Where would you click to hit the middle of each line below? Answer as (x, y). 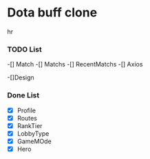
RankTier (30, 125)
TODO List (25, 49)
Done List (23, 95)
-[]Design (21, 77)
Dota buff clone (52, 13)
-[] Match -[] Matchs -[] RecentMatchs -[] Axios (75, 64)
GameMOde (34, 141)
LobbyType (33, 133)
